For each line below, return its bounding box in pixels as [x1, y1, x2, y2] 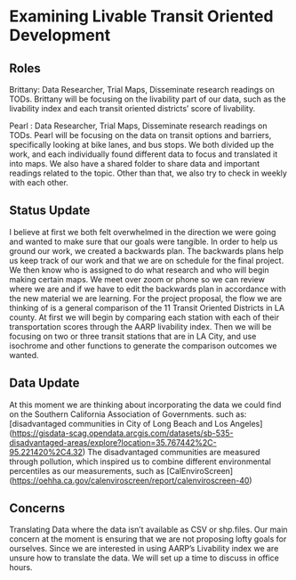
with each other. [9, 177, 68, 188]
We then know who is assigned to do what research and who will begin [9, 265, 269, 275]
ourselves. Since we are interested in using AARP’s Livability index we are [9, 543, 279, 554]
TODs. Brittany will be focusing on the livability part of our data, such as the [9, 94, 286, 104]
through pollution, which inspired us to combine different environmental [9, 456, 271, 467]
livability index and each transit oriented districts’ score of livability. [9, 103, 256, 113]
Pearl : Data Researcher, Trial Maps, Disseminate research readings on [9, 120, 268, 131]
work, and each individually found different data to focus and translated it [9, 149, 278, 159]
